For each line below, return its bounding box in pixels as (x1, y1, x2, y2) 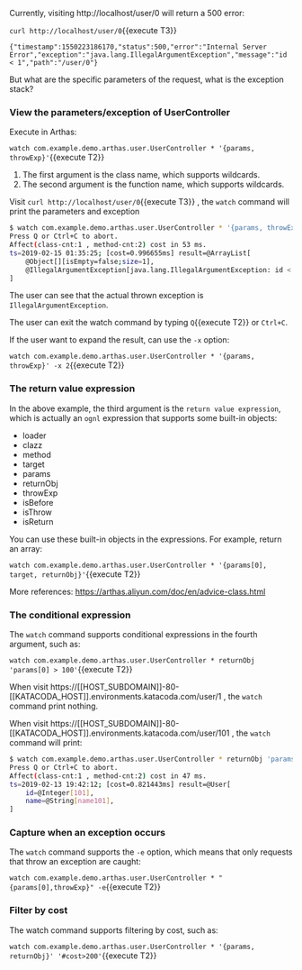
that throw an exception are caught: (9, 856, 141, 867)
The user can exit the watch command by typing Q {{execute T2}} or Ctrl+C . (9, 317, 289, 328)
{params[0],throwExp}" (9, 883, 94, 892)
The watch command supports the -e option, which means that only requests (9, 846, 293, 857)
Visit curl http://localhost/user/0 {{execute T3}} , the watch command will (9, 197, 290, 207)
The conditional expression (9, 609, 131, 621)
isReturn (22, 516, 54, 526)
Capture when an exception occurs (9, 827, 166, 839)
